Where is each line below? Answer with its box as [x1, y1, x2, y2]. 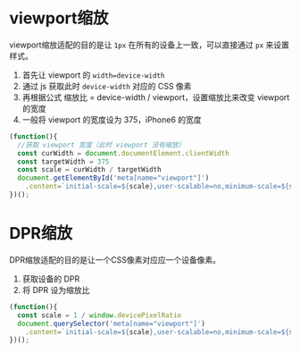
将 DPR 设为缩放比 [21, 284, 90, 295]
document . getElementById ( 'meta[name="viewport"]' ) [17, 173, 210, 183]
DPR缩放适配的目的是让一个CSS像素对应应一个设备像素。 [9, 254, 221, 265]
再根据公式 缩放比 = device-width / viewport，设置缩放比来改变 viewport [21, 91, 290, 103]
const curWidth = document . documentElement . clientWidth [17, 148, 229, 157]
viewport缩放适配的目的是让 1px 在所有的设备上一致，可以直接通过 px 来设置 [9, 39, 290, 50]
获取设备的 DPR [21, 273, 80, 284]
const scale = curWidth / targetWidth [17, 165, 162, 174]
